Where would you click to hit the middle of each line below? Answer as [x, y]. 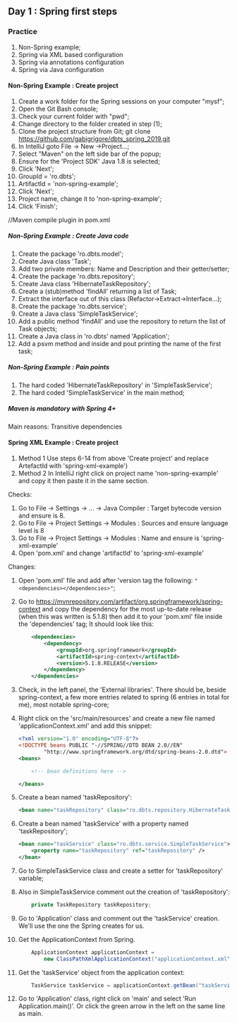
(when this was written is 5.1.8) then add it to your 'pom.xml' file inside [120, 617]
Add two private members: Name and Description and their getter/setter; [124, 269]
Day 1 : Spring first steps [63, 12]
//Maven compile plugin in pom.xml [59, 220]
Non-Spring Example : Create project [63, 86]
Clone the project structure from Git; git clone [84, 131]
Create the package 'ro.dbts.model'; [71, 254]
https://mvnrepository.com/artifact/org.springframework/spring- [129, 601]
